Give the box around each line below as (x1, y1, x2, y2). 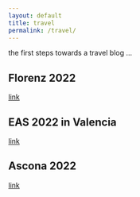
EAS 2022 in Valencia (8, 115, 117, 129)
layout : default (8, 11, 62, 20)
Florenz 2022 (8, 71, 76, 84)
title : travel (8, 19, 56, 27)
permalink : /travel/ (8, 26, 77, 34)
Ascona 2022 (8, 160, 77, 173)
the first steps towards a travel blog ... (8, 48, 133, 58)
